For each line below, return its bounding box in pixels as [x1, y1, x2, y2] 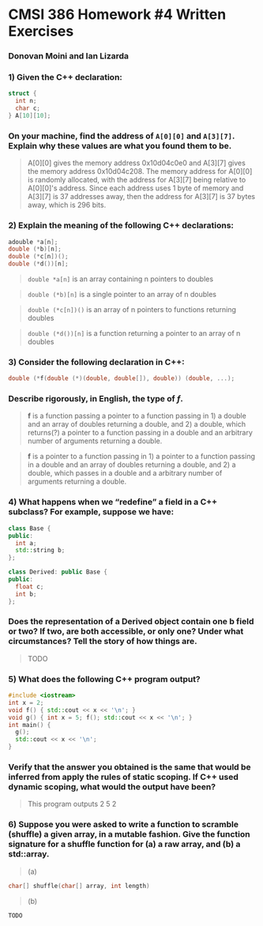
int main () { [8, 721, 51, 728]
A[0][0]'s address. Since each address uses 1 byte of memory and [27, 183, 244, 193]
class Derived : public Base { [8, 568, 108, 576]
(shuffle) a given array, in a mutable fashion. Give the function [8, 829, 250, 840]
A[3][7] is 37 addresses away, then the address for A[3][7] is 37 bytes [27, 192, 255, 201]
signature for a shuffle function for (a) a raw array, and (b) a [8, 839, 241, 850]
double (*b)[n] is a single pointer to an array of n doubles [27, 290, 217, 299]
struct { [8, 89, 37, 98]
